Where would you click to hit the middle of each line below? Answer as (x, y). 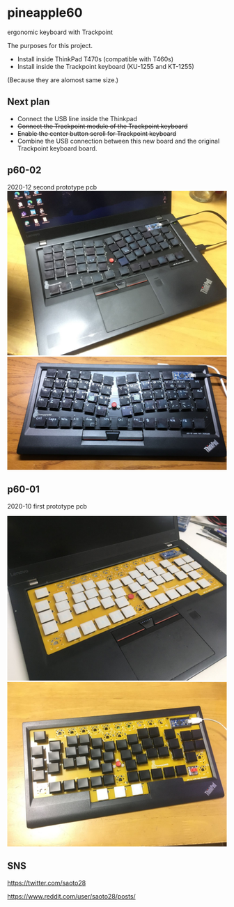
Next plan (29, 102)
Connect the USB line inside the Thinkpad (77, 118)
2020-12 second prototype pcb (52, 187)
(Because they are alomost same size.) (63, 80)
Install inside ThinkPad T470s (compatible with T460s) (95, 59)
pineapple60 (45, 13)
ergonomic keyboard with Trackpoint (60, 32)
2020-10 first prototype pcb (47, 506)
